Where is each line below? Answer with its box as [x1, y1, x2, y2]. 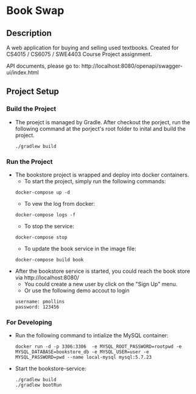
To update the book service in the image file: [24, 245, 136, 252]
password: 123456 [15, 304, 60, 310]
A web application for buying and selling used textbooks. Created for [6, 44, 179, 51]
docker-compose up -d [15, 189, 70, 195]
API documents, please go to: [6, 62, 80, 69]
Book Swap [6, 4, 65, 18]
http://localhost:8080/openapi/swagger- [81, 62, 183, 69]
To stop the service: [24, 222, 75, 230]
